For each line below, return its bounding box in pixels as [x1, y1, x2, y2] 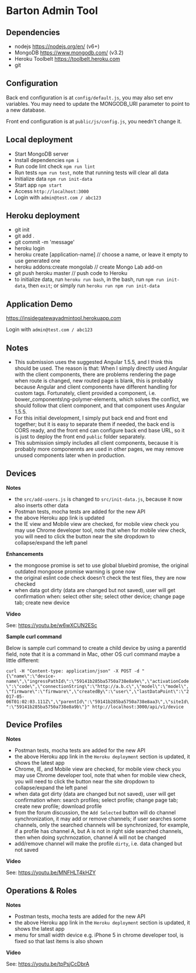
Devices [6, 469, 37, 479]
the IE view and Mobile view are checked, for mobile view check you [14, 520, 180, 527]
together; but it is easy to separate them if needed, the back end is [14, 421, 175, 428]
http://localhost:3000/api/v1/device [92, 704, 184, 710]
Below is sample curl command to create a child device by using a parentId [6, 644, 187, 651]
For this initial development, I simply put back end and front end [14, 414, 168, 422]
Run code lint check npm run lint [14, 163, 95, 170]
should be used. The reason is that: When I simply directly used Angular [14, 365, 188, 372]
